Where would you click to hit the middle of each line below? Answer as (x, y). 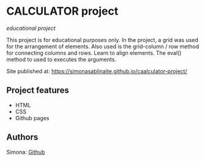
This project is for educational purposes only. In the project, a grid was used (102, 40)
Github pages (32, 118)
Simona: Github (26, 152)
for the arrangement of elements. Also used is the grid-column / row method (103, 46)
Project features (38, 91)
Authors (22, 138)
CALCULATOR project (62, 11)
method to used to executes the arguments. (61, 59)
